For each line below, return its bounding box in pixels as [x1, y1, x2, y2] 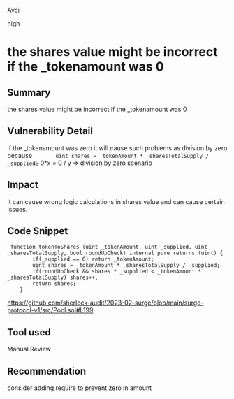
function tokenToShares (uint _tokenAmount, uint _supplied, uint [10, 244, 208, 251]
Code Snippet [7, 225, 68, 237]
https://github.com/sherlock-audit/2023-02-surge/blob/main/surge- [7, 298, 204, 307]
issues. [7, 205, 28, 213]
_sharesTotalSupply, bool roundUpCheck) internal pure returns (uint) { [7, 249, 224, 257]
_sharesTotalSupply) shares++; [7, 274, 98, 282]
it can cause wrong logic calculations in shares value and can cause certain [7, 197, 225, 205]
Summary [7, 87, 51, 99]
